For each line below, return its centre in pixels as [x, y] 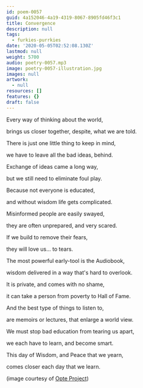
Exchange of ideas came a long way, [52, 166]
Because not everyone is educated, [51, 190]
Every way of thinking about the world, [55, 120]
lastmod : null [24, 52]
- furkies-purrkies [37, 40]
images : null [23, 74]
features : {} [23, 97]
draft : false [23, 102]
